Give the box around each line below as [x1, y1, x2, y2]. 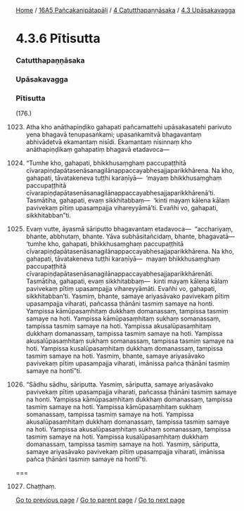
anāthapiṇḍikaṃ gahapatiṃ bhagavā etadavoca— [25, 145, 170, 154]
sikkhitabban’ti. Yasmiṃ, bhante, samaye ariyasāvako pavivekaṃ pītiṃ [25, 292, 230, 301]
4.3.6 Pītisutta [15, 31, 101, 46]
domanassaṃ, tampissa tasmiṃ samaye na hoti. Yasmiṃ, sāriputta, [25, 440, 221, 448]
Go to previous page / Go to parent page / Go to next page [15, 496, 186, 505]
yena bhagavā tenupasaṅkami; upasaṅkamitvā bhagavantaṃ [25, 130, 202, 139]
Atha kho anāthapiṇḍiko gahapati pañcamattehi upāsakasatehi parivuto [25, 123, 232, 131]
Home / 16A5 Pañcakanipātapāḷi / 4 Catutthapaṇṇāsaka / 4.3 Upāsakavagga [15, 6, 236, 14]
